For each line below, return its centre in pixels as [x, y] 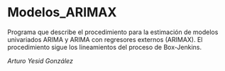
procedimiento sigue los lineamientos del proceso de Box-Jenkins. [105, 47]
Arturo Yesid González [40, 60]
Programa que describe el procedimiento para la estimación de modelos [113, 32]
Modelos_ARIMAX [62, 12]
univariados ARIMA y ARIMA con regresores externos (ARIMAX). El [105, 39]
